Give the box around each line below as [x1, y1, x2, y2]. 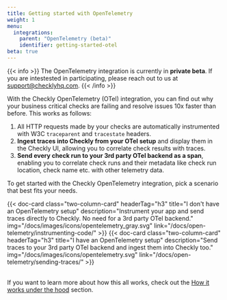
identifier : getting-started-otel [19, 42, 118, 49]
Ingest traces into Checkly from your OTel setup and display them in [16, 137, 213, 145]
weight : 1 [7, 16, 36, 23]
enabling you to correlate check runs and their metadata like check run [16, 159, 217, 167]
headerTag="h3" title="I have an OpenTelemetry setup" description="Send [7, 236, 218, 244]
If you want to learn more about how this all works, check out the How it [7, 278, 210, 286]
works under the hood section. [7, 285, 94, 294]
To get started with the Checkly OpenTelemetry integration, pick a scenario [7, 179, 219, 187]
